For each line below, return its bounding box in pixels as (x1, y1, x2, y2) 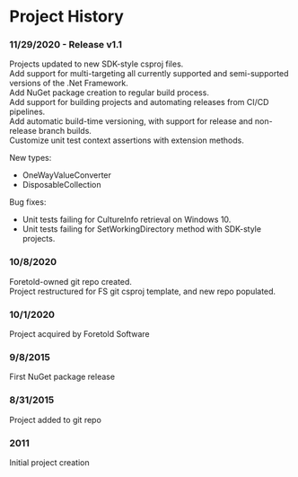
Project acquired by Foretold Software (9, 329, 150, 340)
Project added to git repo (9, 414, 101, 425)
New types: (9, 153, 52, 163)
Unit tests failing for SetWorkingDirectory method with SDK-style (22, 224, 262, 234)
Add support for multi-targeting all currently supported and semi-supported (9, 68, 289, 79)
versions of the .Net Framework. (9, 78, 128, 89)
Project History (9, 6, 124, 27)
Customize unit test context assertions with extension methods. (9, 135, 244, 146)
